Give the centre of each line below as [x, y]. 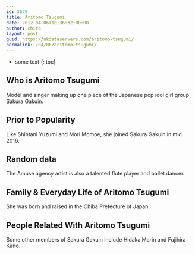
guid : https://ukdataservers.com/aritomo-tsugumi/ [70, 39]
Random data [31, 159]
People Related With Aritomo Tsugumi [78, 225]
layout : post [22, 34]
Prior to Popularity [41, 120]
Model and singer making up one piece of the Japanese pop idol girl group [98, 95]
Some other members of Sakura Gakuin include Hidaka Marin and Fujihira [96, 239]
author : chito [24, 28]
